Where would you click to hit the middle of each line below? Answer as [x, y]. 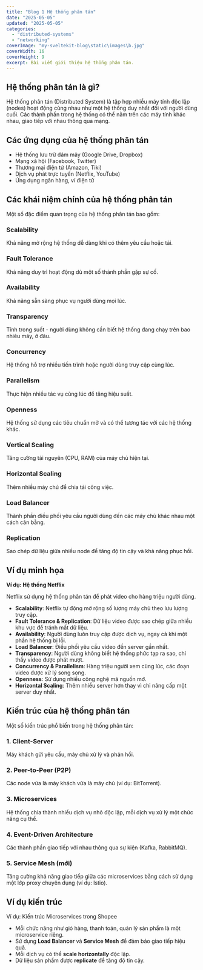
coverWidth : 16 [25, 51]
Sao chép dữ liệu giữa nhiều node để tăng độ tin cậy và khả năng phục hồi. [100, 551]
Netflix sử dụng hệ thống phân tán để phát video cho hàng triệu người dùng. [101, 597]
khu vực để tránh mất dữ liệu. [52, 628]
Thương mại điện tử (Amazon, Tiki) [58, 168]
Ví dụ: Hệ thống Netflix [35, 585]
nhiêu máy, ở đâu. [28, 336]
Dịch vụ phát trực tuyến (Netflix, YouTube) [68, 174]
